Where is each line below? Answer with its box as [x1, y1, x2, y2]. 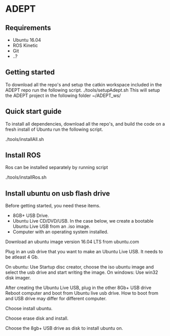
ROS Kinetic [12, 42, 38, 49]
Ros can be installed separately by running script [5, 164, 108, 171]
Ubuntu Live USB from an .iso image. [12, 223, 90, 230]
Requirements [5, 23, 51, 32]
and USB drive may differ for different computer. [5, 296, 107, 302]
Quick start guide [5, 107, 62, 116]
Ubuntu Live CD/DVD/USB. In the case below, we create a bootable [12, 218, 154, 224]
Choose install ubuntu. [5, 305, 53, 311]
